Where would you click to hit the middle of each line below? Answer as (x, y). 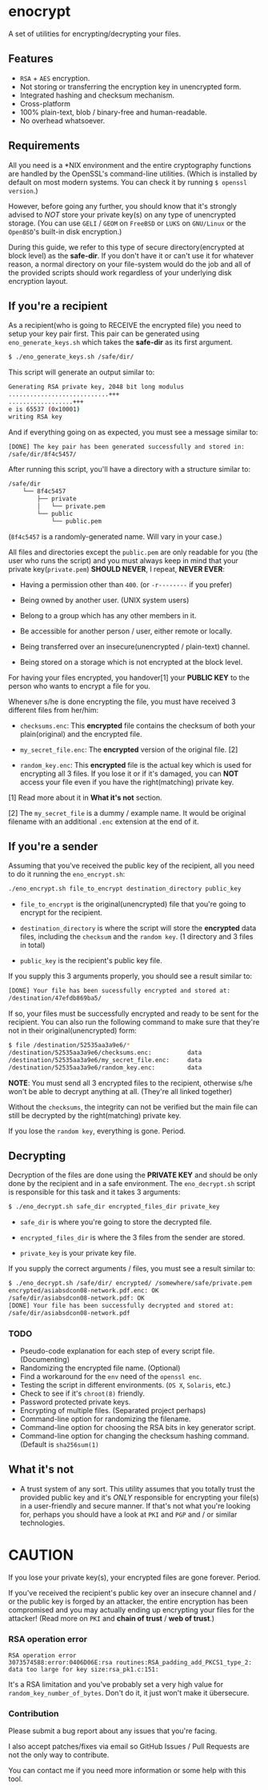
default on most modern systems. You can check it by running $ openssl (128, 182)
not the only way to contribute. (59, 1755)
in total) (32, 945)
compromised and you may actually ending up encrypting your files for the (131, 1609)
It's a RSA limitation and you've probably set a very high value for (116, 1684)
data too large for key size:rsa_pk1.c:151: (84, 1669)
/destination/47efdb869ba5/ (55, 998)
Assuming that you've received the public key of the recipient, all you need (131, 865)
